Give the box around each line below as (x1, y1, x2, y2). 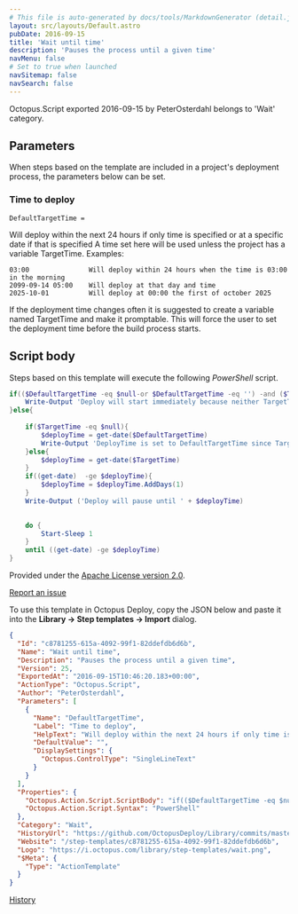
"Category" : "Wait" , (17, 821, 93, 830)
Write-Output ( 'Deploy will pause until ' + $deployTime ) (25, 496, 244, 506)
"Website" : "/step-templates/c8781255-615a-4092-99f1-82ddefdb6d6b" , (17, 837, 279, 846)
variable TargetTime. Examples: (9, 248, 124, 258)
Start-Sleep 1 (41, 529, 93, 538)
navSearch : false (9, 79, 74, 88)
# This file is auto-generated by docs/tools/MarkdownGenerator (9, 12, 252, 22)
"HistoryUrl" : (17, 829, 69, 839)
